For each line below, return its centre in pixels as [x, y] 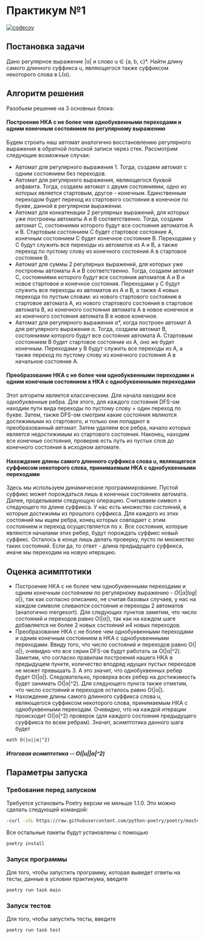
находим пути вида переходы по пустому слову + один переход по [94, 408]
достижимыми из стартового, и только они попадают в [78, 421]
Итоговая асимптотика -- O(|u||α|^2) [56, 753]
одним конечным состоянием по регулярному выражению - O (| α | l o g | [106, 593]
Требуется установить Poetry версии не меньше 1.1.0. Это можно [91, 803]
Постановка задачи [46, 47]
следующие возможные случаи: [48, 155]
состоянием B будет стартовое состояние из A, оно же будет [95, 341]
